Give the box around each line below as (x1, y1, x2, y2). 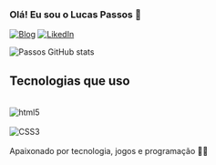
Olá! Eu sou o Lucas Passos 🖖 (9, 8, 141, 21)
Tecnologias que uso (9, 73, 130, 88)
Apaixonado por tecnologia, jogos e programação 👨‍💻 (9, 146, 209, 157)
